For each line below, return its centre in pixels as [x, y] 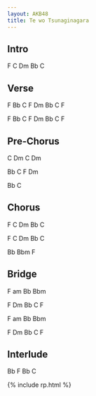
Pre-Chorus [33, 141]
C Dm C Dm [24, 158]
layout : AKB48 [28, 14]
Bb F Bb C [22, 371]
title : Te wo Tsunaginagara [48, 20]
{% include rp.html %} [39, 385]
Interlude [28, 354]
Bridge [22, 274]
